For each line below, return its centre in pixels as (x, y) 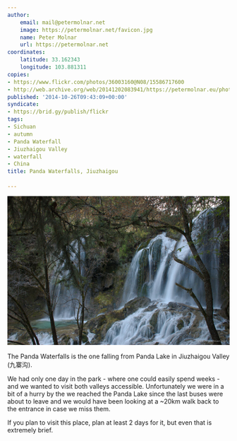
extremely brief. (30, 430)
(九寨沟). (20, 365)
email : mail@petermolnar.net (63, 22)
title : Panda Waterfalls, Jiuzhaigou (63, 172)
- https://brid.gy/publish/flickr (58, 112)
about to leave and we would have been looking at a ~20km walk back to (113, 401)
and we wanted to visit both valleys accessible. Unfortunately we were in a (116, 386)
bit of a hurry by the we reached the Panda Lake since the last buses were (115, 394)
